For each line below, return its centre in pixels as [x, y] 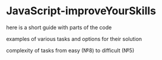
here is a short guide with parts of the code [59, 27]
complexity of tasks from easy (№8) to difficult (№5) [70, 50]
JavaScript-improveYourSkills [81, 11]
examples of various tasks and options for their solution [74, 39]
